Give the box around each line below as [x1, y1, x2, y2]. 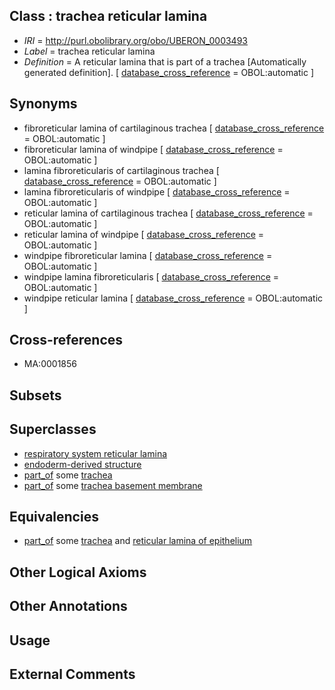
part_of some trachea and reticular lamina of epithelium [23, 535, 253, 547]
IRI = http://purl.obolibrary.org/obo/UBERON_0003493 [23, 34, 248, 46]
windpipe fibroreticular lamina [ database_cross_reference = [23, 249, 273, 261]
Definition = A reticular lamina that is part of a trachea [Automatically [23, 55, 307, 68]
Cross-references [9, 332, 124, 349]
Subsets [9, 387, 62, 404]
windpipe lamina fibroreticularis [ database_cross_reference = [23, 270, 280, 283]
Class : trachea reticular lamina [9, 8, 208, 25]
